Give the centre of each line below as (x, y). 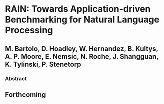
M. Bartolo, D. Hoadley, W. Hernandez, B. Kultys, (82, 49)
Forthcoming (26, 95)
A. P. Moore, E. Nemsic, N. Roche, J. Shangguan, (82, 57)
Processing (29, 30)
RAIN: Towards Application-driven (78, 9)
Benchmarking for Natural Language (82, 20)
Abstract (16, 78)
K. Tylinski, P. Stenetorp (43, 64)
